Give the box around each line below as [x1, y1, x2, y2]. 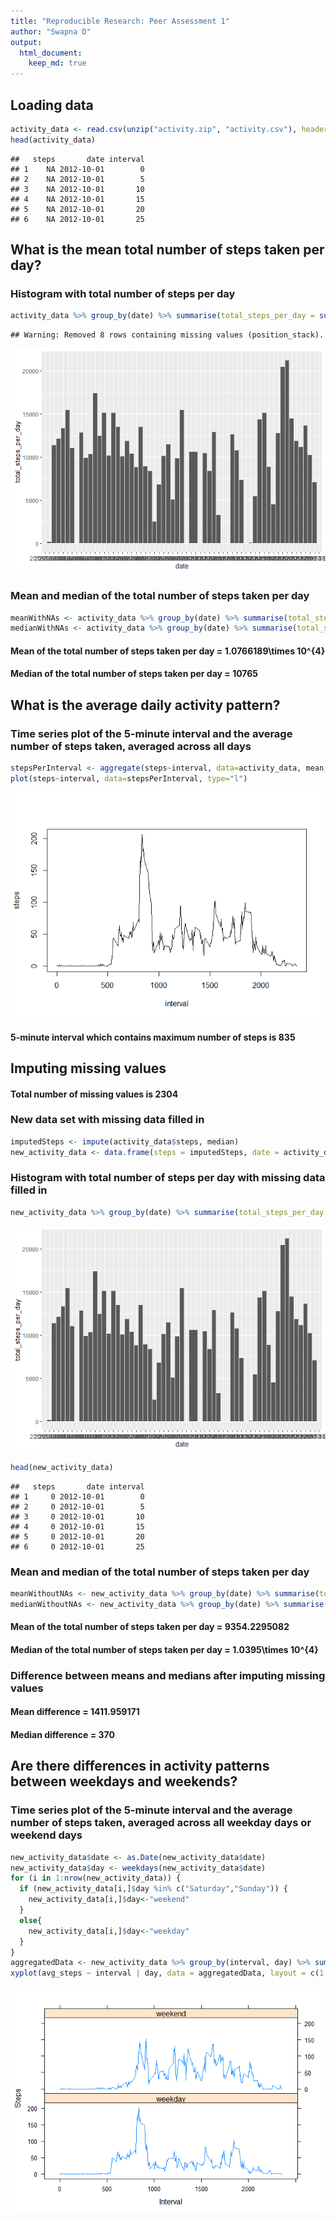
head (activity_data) [10, 135, 97, 145]
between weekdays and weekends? [10, 1773, 238, 1790]
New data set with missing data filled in [10, 1113, 205, 1127]
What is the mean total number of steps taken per [10, 241, 325, 259]
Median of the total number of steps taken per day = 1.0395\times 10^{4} [10, 1643, 319, 1655]
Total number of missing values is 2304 [10, 1088, 179, 1100]
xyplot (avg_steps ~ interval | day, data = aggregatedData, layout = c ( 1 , [10, 1968, 329, 1979]
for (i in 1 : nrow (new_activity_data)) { [10, 1873, 182, 1884]
